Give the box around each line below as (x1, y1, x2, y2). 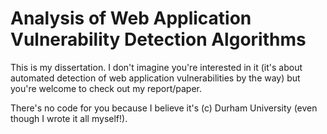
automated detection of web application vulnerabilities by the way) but (10, 72, 301, 84)
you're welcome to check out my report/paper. (10, 82, 203, 94)
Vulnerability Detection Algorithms (10, 28, 307, 51)
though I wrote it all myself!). (10, 112, 128, 124)
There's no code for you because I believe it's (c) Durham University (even (10, 102, 318, 114)
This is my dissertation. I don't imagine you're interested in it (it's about (10, 61, 303, 73)
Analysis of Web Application (10, 7, 252, 30)
